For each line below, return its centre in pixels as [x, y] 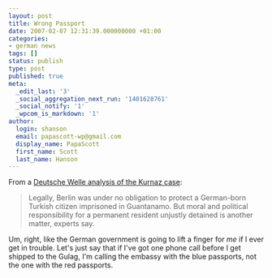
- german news [32, 46]
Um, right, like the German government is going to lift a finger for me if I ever [136, 239]
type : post [27, 69]
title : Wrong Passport [47, 24]
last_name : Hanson [47, 159]
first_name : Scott [47, 152]
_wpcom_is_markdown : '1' [58, 114]
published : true [36, 76]
